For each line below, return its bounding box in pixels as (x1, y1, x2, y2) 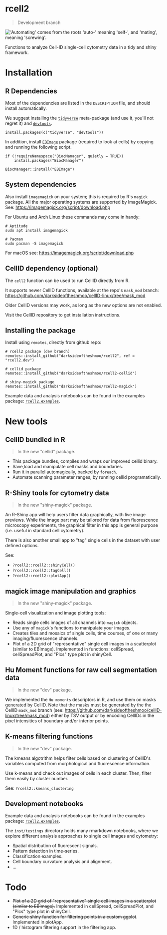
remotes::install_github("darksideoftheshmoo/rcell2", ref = (5, 353, 135, 358)
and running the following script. (5, 144, 72, 150)
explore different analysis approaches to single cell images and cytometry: (5, 833, 159, 839)
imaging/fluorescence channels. (12, 635, 79, 641)
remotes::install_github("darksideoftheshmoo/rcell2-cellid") (5, 371, 137, 376)
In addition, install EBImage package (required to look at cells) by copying (5, 138, 154, 145)
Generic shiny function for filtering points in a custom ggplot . (12, 914, 138, 920)
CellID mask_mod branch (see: (5, 707, 64, 713)
